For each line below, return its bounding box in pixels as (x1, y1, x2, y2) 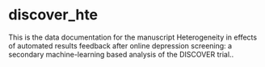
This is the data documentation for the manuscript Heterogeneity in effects (8, 32, 257, 42)
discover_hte (8, 6, 99, 24)
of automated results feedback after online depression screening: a (8, 40, 233, 50)
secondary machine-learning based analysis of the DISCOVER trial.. (8, 49, 234, 59)
